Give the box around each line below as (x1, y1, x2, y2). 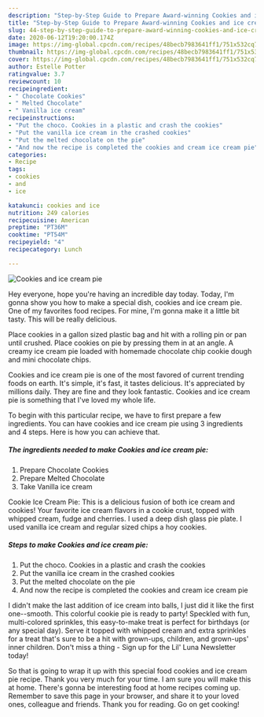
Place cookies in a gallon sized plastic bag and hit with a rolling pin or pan (8, 329, 247, 339)
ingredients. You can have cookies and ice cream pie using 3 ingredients (8, 418, 244, 428)
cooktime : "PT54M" (8, 231, 68, 239)
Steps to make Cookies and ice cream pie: (8, 541, 148, 550)
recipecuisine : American (8, 216, 90, 225)
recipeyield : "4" (8, 238, 65, 247)
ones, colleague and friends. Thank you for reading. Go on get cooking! (8, 699, 240, 709)
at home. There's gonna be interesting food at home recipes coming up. (8, 682, 241, 692)
